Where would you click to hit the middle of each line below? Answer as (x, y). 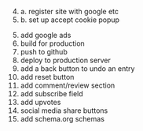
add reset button (47, 77)
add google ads (46, 35)
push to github (44, 52)
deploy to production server (65, 60)
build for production (52, 43)
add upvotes (40, 102)
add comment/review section (68, 85)
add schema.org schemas (62, 119)
